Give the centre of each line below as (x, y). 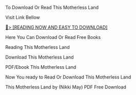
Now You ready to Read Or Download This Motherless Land (68, 77)
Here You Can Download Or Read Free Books (53, 37)
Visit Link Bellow (23, 17)
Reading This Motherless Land (38, 47)
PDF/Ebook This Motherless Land (41, 67)
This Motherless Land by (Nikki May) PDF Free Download (66, 87)
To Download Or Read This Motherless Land (52, 7)
